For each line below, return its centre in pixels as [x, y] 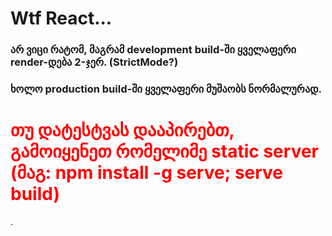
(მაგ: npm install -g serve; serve [147, 173]
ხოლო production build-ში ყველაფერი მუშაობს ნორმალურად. [166, 89]
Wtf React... [61, 18]
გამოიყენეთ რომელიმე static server [164, 151]
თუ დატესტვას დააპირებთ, [122, 130]
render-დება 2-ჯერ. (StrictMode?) [94, 62]
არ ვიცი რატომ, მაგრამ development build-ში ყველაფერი [153, 50]
